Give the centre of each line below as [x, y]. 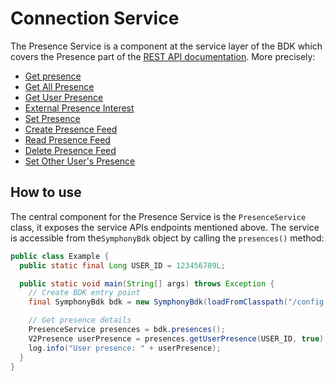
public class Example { [60, 256]
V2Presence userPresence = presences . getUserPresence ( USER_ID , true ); [178, 338]
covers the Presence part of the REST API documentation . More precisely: [163, 56]
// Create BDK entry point [84, 293]
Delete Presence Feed [70, 150]
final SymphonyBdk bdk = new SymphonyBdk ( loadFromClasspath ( [158, 302]
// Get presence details [80, 320]
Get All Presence [59, 86]
